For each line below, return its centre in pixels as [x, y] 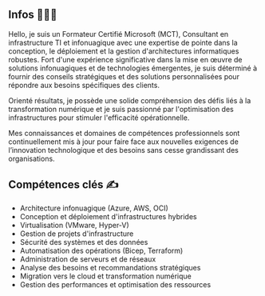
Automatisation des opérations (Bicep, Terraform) [101, 250]
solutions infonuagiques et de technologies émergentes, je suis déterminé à [133, 68]
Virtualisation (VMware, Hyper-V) [74, 225]
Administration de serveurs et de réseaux [88, 259]
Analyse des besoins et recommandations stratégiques [110, 267]
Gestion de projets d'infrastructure [77, 234]
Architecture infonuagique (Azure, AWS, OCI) [94, 208]
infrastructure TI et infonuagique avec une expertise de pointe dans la [123, 42]
